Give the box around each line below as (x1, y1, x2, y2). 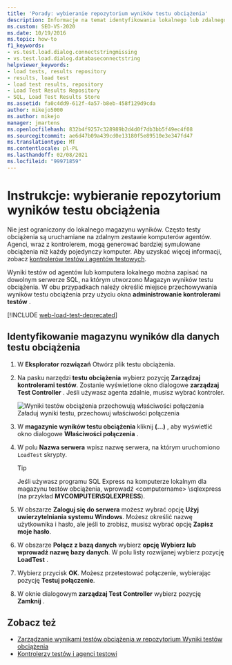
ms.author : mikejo (7, 113, 60, 120)
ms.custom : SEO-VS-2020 (7, 23, 76, 30)
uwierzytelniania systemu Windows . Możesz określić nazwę (17, 512, 193, 521)
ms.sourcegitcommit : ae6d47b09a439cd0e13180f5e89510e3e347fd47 (7, 132, 193, 139)
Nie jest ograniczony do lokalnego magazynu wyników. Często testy (7, 225, 202, 234)
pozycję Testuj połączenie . (17, 576, 95, 584)
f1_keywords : (7, 42, 45, 49)
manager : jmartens (7, 119, 60, 127)
